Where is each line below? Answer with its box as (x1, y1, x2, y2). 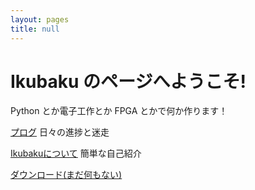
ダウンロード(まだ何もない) (10, 169, 123, 181)
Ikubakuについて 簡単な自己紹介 (10, 147, 142, 160)
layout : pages (10, 14, 70, 25)
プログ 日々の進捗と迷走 (10, 126, 110, 138)
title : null (10, 24, 60, 34)
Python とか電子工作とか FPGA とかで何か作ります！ (10, 105, 228, 117)
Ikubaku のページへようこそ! (10, 70, 247, 93)
